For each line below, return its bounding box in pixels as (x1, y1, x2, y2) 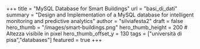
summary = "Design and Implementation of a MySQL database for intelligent (6, 11, 194, 18)
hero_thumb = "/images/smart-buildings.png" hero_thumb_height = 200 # (6, 24, 188, 31)
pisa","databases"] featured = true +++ (6, 37, 103, 43)
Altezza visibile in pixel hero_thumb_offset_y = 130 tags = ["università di (6, 30, 182, 37)
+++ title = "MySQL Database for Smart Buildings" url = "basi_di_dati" (6, 5, 178, 12)
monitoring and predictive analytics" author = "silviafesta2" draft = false (6, 18, 183, 24)
